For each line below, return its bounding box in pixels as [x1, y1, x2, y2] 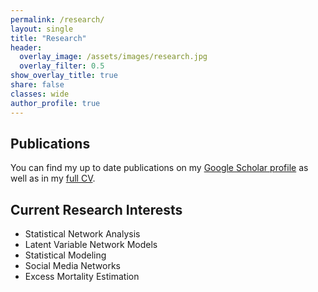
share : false [10, 80, 65, 90]
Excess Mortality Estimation [24, 271, 140, 283]
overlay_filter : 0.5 [19, 61, 105, 71]
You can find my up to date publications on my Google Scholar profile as [10, 162, 309, 174]
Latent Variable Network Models [24, 239, 158, 251]
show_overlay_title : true [10, 71, 118, 81]
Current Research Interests [10, 201, 183, 218]
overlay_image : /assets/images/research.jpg [19, 52, 208, 62]
